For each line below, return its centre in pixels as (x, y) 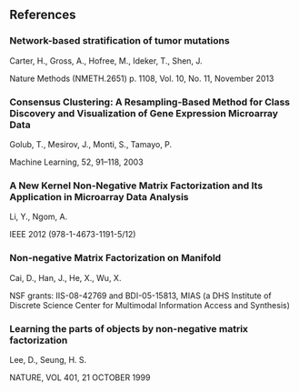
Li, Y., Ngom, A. (39, 216)
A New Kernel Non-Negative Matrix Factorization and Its (136, 186)
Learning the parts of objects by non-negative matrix (129, 328)
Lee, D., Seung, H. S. (48, 359)
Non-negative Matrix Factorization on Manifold (115, 258)
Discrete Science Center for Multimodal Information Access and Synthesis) (150, 305)
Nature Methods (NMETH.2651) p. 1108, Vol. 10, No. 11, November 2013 (142, 78)
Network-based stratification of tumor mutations (120, 41)
